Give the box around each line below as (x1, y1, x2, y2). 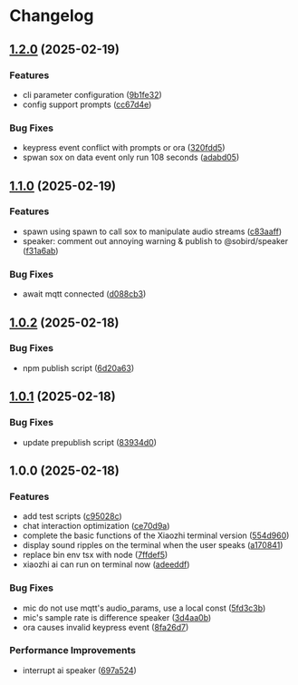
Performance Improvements (9, 644, 137, 657)
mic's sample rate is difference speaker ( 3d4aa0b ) (22, 612, 212, 622)
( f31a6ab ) (22, 245, 59, 256)
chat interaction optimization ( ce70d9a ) (22, 521, 170, 532)
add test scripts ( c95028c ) (22, 511, 122, 522)
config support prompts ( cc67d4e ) (22, 99, 152, 110)
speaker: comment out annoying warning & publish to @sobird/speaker (22, 235, 288, 246)
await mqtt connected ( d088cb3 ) (22, 289, 147, 299)
